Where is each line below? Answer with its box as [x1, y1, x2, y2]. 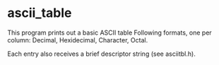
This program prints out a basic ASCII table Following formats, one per [7, 28, 212, 37]
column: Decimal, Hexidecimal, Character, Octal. [7, 35, 148, 44]
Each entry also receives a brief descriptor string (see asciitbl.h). [7, 49, 196, 58]
